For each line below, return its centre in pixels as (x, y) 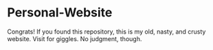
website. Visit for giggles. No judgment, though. (75, 38)
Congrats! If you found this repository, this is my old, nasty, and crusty (106, 32)
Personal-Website (60, 13)
